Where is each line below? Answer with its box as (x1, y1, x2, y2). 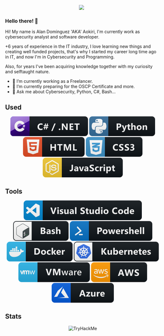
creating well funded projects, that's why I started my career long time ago (5, 49, 157, 55)
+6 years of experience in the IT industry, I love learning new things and (5, 43, 151, 49)
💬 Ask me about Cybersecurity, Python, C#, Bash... (12, 89, 116, 95)
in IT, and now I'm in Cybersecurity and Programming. (5, 54, 115, 60)
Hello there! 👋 (5, 17, 38, 24)
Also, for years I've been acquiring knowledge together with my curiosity (5, 64, 153, 69)
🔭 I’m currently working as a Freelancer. (12, 78, 93, 84)
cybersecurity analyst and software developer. (5, 34, 99, 40)
